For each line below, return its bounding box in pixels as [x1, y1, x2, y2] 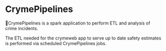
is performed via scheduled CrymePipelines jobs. [5, 40, 106, 46]
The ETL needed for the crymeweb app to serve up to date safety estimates [5, 35, 161, 41]
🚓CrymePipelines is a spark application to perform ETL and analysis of [5, 20, 150, 26]
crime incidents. [5, 25, 38, 31]
